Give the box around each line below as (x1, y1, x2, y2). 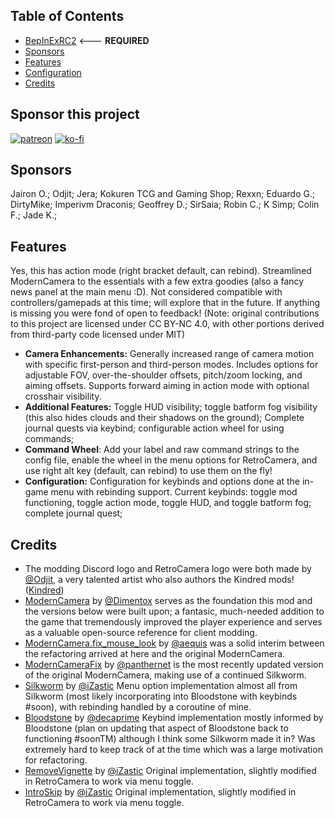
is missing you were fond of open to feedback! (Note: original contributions (10, 307, 320, 319)
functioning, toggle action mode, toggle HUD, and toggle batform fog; (24, 497, 312, 509)
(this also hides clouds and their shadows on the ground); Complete (24, 412, 305, 424)
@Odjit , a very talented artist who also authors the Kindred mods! (24, 574, 295, 586)
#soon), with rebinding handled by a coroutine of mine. (24, 701, 252, 713)
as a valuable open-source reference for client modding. (24, 627, 258, 639)
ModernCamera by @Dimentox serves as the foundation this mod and (24, 595, 313, 607)
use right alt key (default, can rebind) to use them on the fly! (24, 465, 273, 477)
